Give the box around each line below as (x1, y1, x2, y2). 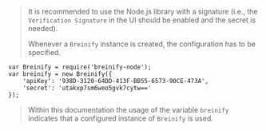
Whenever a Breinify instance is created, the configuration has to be (27, 39, 256, 49)
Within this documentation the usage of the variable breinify (27, 105, 229, 114)
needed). (27, 24, 58, 33)
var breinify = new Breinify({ (8, 70, 113, 78)
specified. (27, 48, 62, 57)
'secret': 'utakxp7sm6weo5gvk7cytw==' (22, 84, 152, 92)
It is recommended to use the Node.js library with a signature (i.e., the (27, 7, 258, 16)
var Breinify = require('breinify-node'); (8, 63, 152, 71)
